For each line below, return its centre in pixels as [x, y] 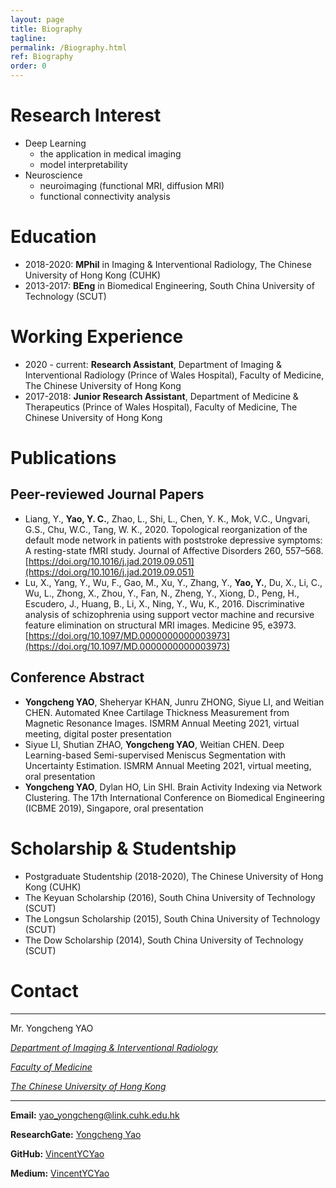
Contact [44, 990]
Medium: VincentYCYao [60, 1173]
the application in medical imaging [110, 153]
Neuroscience [53, 175]
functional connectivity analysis [105, 196]
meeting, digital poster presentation [98, 733]
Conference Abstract [77, 677]
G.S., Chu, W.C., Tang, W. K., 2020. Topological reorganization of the [166, 529]
